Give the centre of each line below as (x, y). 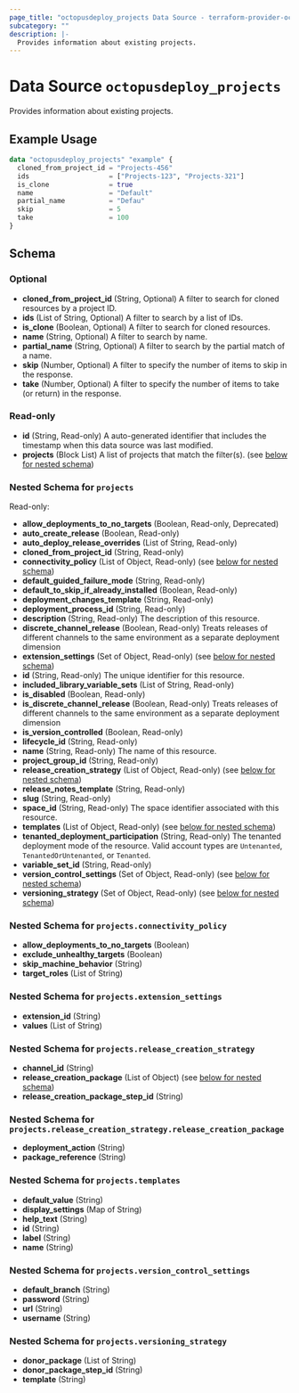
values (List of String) (62, 1025)
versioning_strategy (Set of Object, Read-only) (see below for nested (150, 893)
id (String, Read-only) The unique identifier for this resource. (133, 676)
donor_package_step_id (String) (82, 1370)
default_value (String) (63, 1200)
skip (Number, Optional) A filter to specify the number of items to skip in (154, 365)
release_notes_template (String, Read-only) (103, 789)
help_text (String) (55, 1218)
